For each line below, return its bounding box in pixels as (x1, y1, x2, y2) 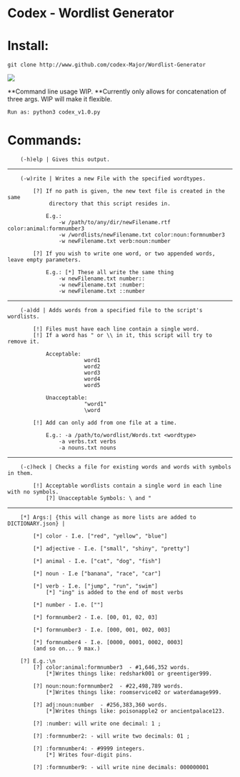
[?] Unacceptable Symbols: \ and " (45, 495, 152, 502)
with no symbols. (7, 488, 59, 496)
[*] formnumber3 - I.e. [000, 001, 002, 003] (33, 626, 171, 633)
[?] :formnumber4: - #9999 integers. (33, 745, 145, 753)
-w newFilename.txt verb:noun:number (58, 238, 171, 245)
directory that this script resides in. (49, 200, 171, 208)
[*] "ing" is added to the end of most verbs (45, 589, 184, 596)
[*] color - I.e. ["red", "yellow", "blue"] (33, 533, 168, 540)
